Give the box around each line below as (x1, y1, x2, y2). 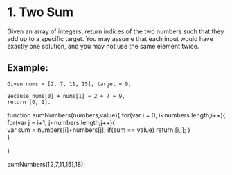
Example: (7, 62, 48, 74)
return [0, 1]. (7, 99, 51, 106)
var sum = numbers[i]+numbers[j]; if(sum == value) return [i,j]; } (7, 126, 190, 134)
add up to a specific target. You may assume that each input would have (7, 34, 213, 42)
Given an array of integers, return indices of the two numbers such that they (7, 27, 224, 35)
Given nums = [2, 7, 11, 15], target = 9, (7, 81, 132, 87)
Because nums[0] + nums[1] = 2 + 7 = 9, (7, 92, 126, 99)
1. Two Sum (7, 4, 74, 20)
